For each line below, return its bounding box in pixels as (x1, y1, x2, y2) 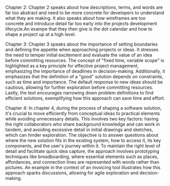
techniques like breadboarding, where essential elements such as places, (5, 153, 159, 160)
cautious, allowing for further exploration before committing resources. (5, 84, 154, 90)
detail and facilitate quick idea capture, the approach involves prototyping (5, 148, 160, 154)
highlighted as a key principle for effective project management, (5, 63, 139, 69)
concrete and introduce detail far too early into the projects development (5, 20, 157, 26)
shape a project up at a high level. (5, 32, 76, 37)
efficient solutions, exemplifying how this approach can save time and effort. (5, 95, 165, 101)
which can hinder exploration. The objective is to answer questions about (5, 132, 159, 138)
